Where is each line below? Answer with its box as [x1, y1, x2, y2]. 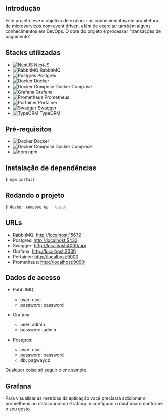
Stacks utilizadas [5, 48, 61, 57]
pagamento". [5, 33, 32, 39]
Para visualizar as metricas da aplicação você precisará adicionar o [5, 395, 146, 401]
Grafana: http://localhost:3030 [12, 248, 76, 254]
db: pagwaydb [20, 357, 51, 363]
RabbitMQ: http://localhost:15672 [12, 232, 82, 238]
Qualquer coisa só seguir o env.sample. [5, 367, 88, 373]
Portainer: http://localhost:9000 [12, 253, 79, 260]
